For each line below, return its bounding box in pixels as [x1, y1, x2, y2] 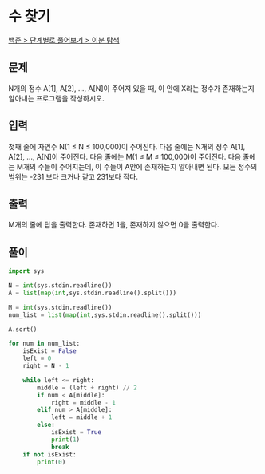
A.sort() [8, 325, 38, 334]
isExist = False [22, 347, 77, 355]
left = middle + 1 [50, 413, 113, 421]
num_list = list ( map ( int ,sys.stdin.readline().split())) [8, 310, 202, 319]
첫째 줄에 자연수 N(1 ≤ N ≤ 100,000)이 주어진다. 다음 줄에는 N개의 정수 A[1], [8, 141, 246, 152]
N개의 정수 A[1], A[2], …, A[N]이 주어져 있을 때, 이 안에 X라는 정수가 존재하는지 [8, 83, 255, 93]
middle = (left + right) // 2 [37, 384, 137, 392]
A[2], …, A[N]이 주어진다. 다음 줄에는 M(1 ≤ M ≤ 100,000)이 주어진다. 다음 [8, 152, 242, 161]
